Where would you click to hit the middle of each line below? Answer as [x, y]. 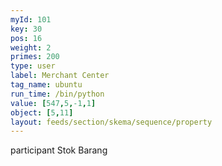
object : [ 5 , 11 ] [42, 112]
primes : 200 [35, 57]
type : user [33, 66]
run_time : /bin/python [57, 94]
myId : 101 [31, 19]
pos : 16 [26, 38]
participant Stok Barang [59, 150]
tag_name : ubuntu [46, 85]
